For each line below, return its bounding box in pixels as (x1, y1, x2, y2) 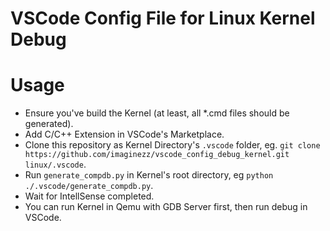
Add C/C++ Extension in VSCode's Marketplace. (24, 128, 225, 141)
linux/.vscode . (24, 158, 87, 171)
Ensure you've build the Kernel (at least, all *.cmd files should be (24, 107, 290, 119)
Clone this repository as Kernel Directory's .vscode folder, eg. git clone (24, 139, 321, 151)
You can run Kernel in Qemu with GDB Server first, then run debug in (24, 201, 308, 213)
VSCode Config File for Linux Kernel (10, 7, 316, 30)
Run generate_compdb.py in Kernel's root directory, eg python (24, 169, 274, 181)
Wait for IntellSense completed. (24, 190, 155, 202)
